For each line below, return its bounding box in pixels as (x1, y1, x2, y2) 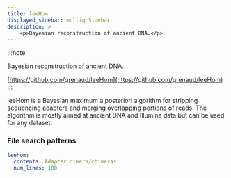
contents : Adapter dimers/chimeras (13, 158, 117, 165)
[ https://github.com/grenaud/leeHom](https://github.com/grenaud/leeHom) (7, 76, 223, 84)
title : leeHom (7, 10, 49, 17)
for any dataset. (7, 119, 53, 127)
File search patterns (7, 136, 77, 146)
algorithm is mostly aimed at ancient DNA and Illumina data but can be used (7, 111, 225, 120)
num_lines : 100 (13, 165, 58, 172)
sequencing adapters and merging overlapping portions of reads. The (7, 104, 207, 112)
